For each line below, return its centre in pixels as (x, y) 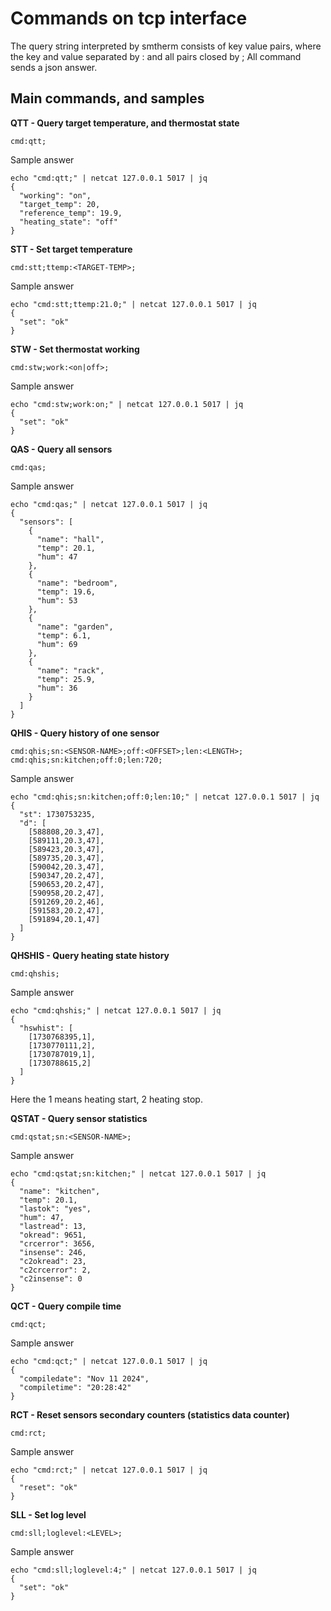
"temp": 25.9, (66, 679)
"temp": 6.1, (64, 635)
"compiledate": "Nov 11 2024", (84, 1378)
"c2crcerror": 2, (55, 1270)
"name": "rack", (70, 670)
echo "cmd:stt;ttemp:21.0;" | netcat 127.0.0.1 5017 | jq (133, 304)
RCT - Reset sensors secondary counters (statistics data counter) (150, 1414)
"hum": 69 (57, 644)
